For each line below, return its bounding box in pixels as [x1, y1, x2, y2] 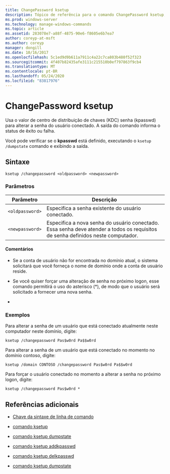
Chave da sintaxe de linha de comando [12, 414, 94, 420]
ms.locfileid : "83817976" [5, 78, 60, 83]
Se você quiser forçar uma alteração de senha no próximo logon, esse [12, 278, 159, 284]
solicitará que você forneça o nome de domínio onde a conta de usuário [12, 263, 163, 269]
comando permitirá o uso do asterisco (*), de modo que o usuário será [12, 283, 160, 290]
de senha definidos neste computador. [46, 232, 139, 239]
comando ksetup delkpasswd [12, 453, 74, 459]
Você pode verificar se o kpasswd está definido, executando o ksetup [5, 138, 152, 144]
